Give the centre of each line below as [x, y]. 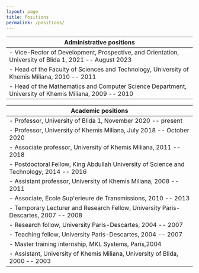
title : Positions [28, 17]
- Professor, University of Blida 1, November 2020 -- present [96, 121]
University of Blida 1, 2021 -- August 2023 [70, 60]
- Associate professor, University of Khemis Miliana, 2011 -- [95, 147]
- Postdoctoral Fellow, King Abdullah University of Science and [97, 164]
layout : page [22, 12]
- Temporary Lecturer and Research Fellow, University [85, 208]
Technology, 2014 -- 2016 [48, 172]
